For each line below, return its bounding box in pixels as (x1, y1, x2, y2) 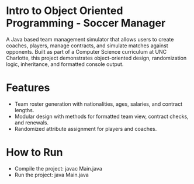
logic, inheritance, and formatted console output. (6, 60, 124, 68)
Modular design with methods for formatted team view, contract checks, (14, 113, 189, 120)
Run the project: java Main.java (14, 171, 89, 178)
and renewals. (14, 119, 49, 126)
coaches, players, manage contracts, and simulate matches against (6, 42, 168, 49)
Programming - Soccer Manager (6, 16, 166, 30)
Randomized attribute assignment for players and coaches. (14, 125, 157, 132)
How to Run (6, 146, 63, 159)
